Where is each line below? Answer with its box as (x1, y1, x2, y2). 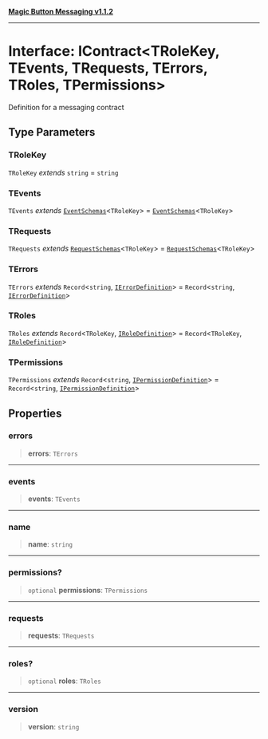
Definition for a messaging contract (8, 102, 125, 112)
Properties (8, 406, 62, 420)
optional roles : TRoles (27, 676, 101, 686)
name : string (27, 539, 73, 549)
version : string (27, 721, 80, 731)
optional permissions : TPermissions (27, 585, 148, 595)
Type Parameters (8, 125, 96, 139)
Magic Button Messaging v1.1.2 (8, 7, 114, 16)
